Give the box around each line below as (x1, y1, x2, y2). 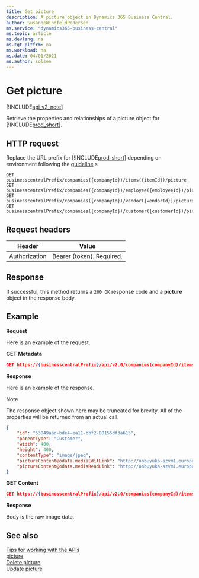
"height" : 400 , (17, 447, 54, 453)
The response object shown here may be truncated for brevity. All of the (6, 407, 182, 414)
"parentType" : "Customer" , (17, 436, 84, 442)
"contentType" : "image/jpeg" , (17, 452, 92, 458)
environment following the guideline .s (6, 161, 98, 168)
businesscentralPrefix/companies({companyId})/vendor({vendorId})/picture (6, 198, 195, 204)
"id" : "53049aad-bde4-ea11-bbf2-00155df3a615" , (17, 430, 136, 436)
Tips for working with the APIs (6, 547, 80, 554)
